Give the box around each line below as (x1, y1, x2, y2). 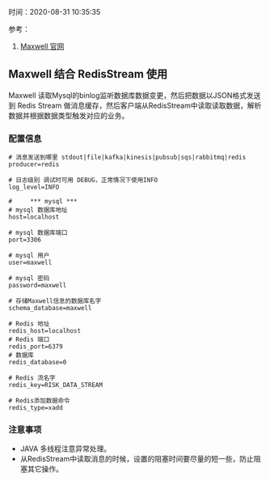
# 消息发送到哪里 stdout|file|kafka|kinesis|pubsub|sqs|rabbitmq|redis (8, 153, 247, 162)
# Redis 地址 (8, 320, 50, 328)
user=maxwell (8, 258, 53, 267)
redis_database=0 (8, 359, 67, 367)
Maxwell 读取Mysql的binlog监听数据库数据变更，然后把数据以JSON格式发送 (8, 90, 261, 100)
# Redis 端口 (8, 335, 50, 344)
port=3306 (8, 236, 42, 245)
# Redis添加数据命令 (8, 397, 70, 405)
